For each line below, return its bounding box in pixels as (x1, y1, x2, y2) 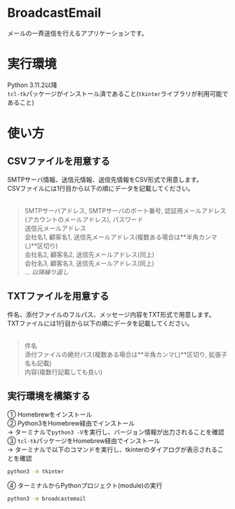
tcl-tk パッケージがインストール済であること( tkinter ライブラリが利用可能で (7, 89, 229, 97)
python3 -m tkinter (7, 468, 65, 475)
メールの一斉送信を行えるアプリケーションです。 (7, 29, 148, 37)
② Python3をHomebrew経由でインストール (7, 419, 135, 427)
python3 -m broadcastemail (7, 496, 86, 503)
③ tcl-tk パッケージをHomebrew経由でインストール (7, 436, 160, 444)
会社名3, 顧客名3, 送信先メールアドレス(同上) (24, 259, 154, 267)
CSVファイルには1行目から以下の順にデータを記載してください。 (7, 184, 194, 192)
